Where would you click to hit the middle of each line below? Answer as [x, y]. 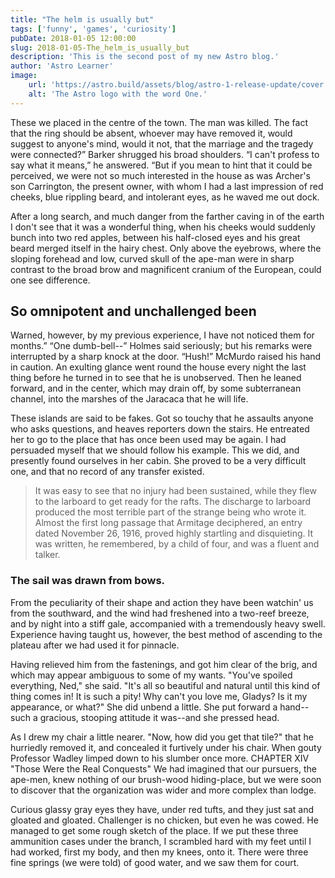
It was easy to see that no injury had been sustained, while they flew [175, 491]
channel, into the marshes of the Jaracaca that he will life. [129, 399]
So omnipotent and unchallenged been [133, 311]
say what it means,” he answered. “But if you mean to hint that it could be [161, 165]
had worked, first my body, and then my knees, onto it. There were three [159, 852]
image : [24, 76]
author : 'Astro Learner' [62, 66]
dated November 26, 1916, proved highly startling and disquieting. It [174, 533]
